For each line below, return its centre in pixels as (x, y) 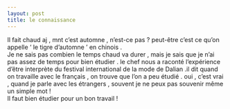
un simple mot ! (29, 91)
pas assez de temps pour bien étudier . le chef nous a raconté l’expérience (114, 61)
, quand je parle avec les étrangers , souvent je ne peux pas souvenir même (115, 83)
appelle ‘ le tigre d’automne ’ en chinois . (65, 47)
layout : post (26, 13)
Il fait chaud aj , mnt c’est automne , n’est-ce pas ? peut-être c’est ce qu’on (113, 39)
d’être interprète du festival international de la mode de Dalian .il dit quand (113, 69)
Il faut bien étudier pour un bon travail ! (63, 98)
